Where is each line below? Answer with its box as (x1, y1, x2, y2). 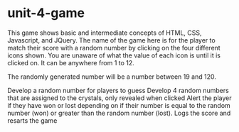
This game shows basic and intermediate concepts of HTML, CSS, (7, 28, 202, 37)
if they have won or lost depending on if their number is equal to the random (7, 101, 231, 109)
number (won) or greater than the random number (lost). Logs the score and (7, 109, 231, 117)
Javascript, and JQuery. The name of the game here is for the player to (7, 35, 216, 44)
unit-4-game (7, 5, 85, 21)
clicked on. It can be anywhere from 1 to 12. (7, 58, 135, 67)
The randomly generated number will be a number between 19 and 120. (7, 72, 217, 81)
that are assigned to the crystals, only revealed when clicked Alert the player (7, 94, 232, 102)
